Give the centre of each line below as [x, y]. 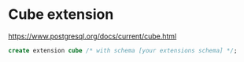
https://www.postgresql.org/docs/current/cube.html [92, 36]
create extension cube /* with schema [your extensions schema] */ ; [123, 50]
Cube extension [61, 15]
